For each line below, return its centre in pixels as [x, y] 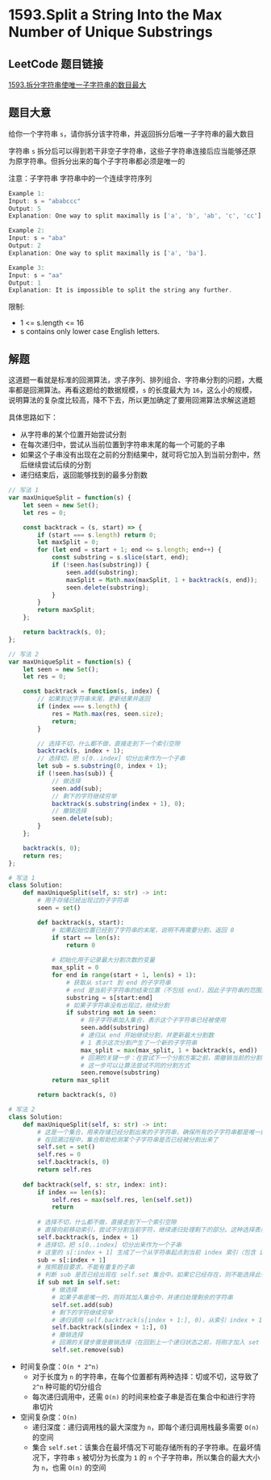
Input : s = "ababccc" [45, 201]
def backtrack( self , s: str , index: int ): [95, 1185]
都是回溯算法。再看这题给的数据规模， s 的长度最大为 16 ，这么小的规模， [135, 390]
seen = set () [59, 908]
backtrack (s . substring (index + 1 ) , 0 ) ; [118, 803]
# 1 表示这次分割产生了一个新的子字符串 [139, 1043]
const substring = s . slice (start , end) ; [120, 558]
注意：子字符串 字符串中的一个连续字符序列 [80, 178]
